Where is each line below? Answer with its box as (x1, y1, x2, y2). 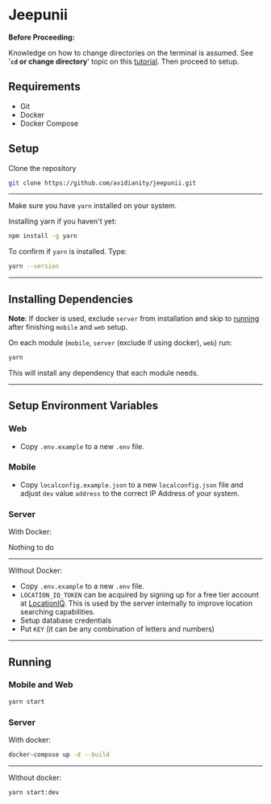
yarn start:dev (8, 788, 60, 796)
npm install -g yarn (8, 232, 78, 240)
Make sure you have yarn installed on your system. (8, 201, 177, 210)
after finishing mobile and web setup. (8, 323, 128, 331)
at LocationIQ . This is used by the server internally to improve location (19, 598, 252, 608)
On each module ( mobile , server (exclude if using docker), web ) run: (8, 338, 232, 348)
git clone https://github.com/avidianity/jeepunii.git (8, 179, 197, 187)
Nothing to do (8, 543, 54, 552)
